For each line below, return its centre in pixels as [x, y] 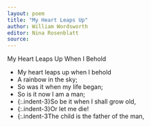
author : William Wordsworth [48, 26]
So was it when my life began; [60, 87]
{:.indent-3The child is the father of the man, [81, 116]
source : [18, 39]
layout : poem [26, 13]
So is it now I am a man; [51, 95]
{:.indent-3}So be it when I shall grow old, [77, 101]
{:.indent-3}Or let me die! [53, 109]
